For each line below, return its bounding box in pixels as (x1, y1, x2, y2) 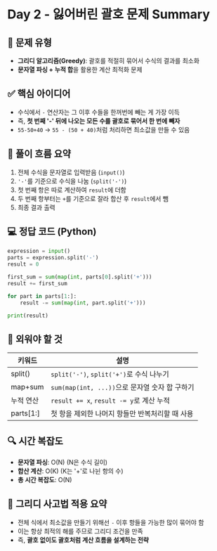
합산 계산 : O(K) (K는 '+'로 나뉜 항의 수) (17, 467, 124, 475)
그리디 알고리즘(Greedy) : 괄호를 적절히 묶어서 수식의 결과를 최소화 (17, 57, 200, 65)
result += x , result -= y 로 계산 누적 (51, 396, 170, 406)
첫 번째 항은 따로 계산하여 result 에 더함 (17, 186, 126, 194)
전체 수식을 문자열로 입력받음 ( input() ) (17, 168, 125, 176)
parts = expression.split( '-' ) (7, 254, 99, 261)
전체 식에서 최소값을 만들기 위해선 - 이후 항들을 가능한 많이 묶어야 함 (17, 518, 204, 526)
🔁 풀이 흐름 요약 (7, 148, 72, 160)
